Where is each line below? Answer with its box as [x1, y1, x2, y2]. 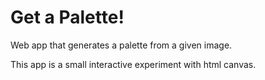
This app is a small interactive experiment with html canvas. [10, 58, 257, 70]
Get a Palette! [10, 6, 125, 29]
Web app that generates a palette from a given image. [10, 39, 233, 51]
